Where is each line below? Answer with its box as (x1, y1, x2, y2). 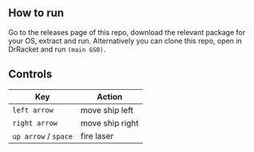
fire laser (80, 131, 114, 142)
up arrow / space (12, 131, 73, 142)
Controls (8, 68, 53, 81)
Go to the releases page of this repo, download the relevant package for (8, 27, 246, 37)
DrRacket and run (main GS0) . (8, 44, 106, 54)
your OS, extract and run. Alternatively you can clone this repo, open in (8, 36, 242, 45)
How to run (8, 6, 65, 20)
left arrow (12, 105, 54, 115)
